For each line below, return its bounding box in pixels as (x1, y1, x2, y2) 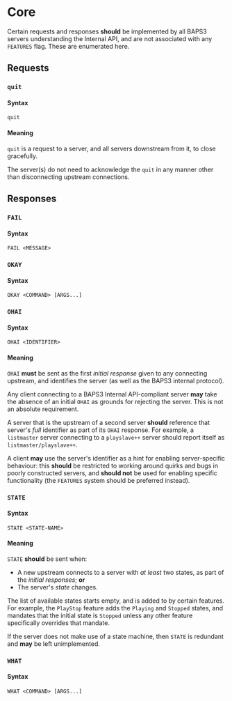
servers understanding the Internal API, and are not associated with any (7, 34, 213, 43)
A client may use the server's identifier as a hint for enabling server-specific (7, 454, 226, 462)
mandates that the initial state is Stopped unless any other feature (7, 611, 193, 619)
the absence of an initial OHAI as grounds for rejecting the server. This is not (7, 397, 224, 406)
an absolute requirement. (7, 405, 79, 413)
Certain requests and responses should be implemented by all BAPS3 (7, 27, 207, 36)
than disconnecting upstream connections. (7, 172, 130, 181)
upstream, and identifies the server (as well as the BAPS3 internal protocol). (7, 376, 224, 385)
